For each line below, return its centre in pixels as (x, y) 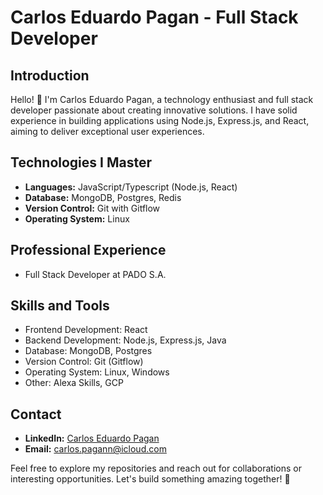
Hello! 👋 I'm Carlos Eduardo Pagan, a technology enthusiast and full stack (162, 99)
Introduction (50, 75)
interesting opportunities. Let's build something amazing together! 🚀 (150, 479)
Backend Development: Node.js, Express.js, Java (125, 340)
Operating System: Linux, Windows (97, 372)
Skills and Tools (60, 306)
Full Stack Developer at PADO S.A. (95, 274)
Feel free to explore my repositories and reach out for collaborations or (156, 468)
